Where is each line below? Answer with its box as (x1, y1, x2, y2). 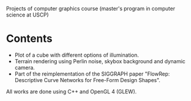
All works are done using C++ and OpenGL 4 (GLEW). (6, 88, 137, 95)
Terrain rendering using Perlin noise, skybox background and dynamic (14, 57, 186, 64)
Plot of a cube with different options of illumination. (14, 51, 139, 58)
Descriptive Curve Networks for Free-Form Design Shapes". (14, 76, 161, 83)
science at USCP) (6, 11, 49, 18)
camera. (14, 64, 35, 71)
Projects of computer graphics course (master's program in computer (6, 5, 176, 12)
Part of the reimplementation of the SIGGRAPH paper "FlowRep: (14, 70, 170, 77)
